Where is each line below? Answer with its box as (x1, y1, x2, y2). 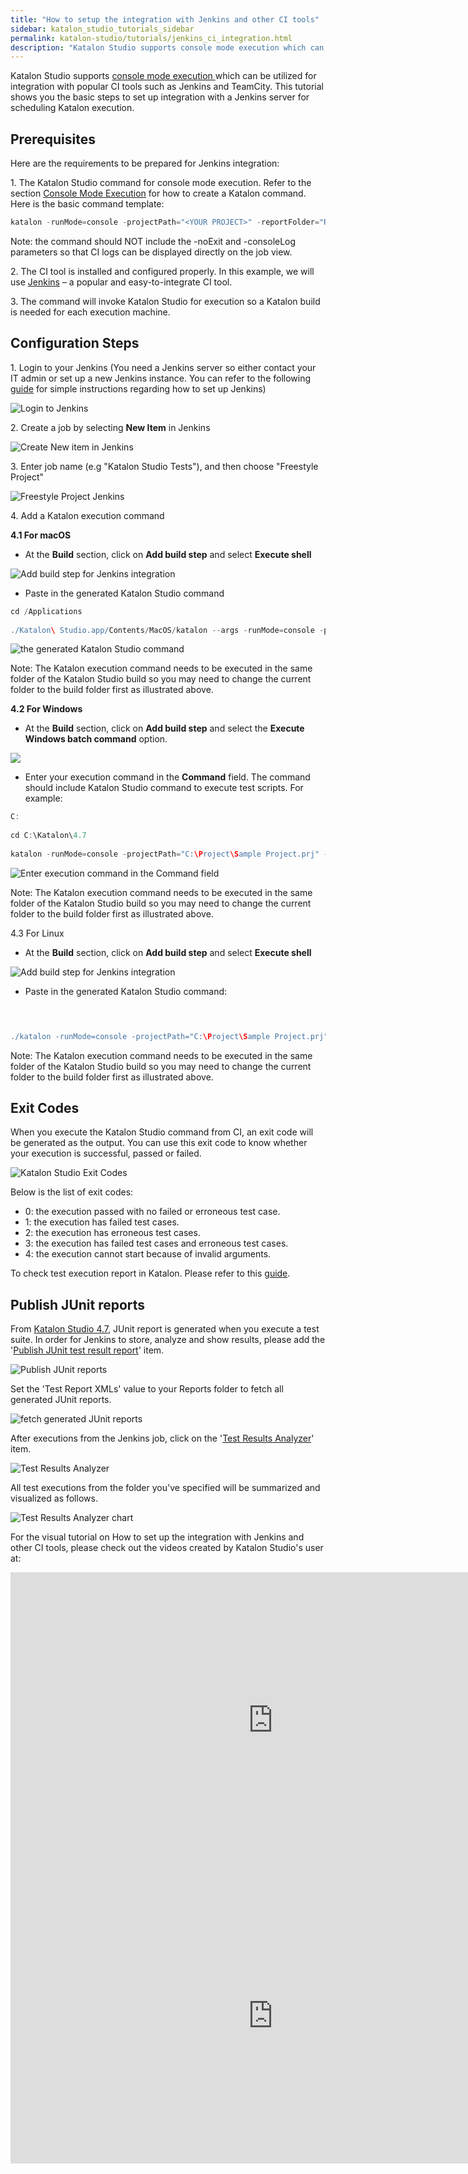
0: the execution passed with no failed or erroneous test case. (24, 1206, 281, 1218)
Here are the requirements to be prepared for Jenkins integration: (10, 157, 280, 170)
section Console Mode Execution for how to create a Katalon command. (10, 187, 307, 200)
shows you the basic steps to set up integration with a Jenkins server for (10, 91, 310, 103)
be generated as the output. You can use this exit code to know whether (10, 1137, 308, 1149)
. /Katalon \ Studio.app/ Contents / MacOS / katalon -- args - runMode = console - (10, 625, 325, 635)
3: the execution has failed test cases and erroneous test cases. (24, 1237, 289, 1250)
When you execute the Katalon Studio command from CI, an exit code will (10, 1126, 314, 1138)
